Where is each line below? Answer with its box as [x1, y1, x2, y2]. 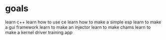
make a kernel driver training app [5, 29, 73, 35]
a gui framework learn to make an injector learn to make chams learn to [5, 24, 151, 30]
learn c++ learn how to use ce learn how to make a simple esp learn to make [5, 19, 162, 25]
